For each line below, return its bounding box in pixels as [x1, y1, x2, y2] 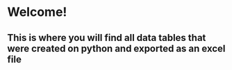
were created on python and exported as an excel [7, 42, 226, 54]
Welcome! [7, 4, 67, 20]
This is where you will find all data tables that [7, 32, 206, 44]
